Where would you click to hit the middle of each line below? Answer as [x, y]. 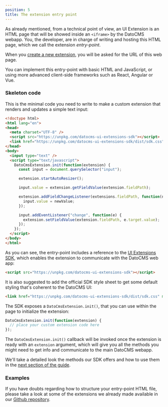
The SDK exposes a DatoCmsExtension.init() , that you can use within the [81, 306]
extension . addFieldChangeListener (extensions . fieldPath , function [89, 197]
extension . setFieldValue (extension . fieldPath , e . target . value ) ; [91, 220]
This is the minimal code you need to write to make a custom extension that [83, 104]
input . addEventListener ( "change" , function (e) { [70, 215]
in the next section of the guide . [38, 365]
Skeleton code [23, 93]
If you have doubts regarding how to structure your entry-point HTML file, [81, 389]
